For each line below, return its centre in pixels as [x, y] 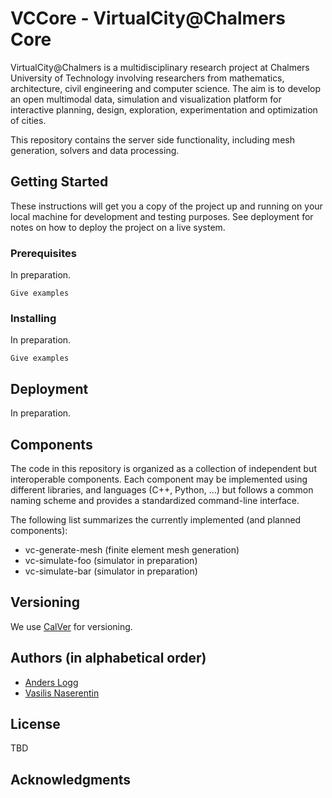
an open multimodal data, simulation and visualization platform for [146, 99]
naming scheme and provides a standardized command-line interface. [155, 500]
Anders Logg [51, 682]
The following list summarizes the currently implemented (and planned [156, 519]
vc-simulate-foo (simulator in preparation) [111, 560]
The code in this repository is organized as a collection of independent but [163, 468]
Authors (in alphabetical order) [108, 658]
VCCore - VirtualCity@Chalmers [148, 18]
